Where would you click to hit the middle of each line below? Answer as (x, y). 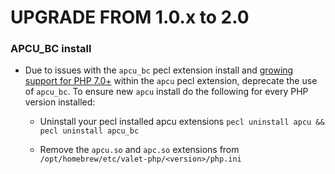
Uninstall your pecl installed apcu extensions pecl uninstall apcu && (182, 122)
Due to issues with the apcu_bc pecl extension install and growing (159, 70)
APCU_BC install (51, 49)
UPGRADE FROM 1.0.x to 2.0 (130, 17)
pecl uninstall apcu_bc (89, 131)
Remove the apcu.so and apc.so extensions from (139, 150)
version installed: (60, 102)
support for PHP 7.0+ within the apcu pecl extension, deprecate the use (171, 81)
